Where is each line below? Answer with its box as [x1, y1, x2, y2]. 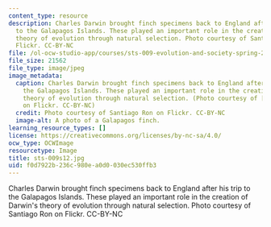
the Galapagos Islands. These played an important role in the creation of [8, 192, 248, 202]
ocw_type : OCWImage [8, 138, 74, 147]
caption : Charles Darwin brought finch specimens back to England [15, 79, 244, 87]
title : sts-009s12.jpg [8, 154, 85, 162]
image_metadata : [8, 72, 63, 80]
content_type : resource [8, 11, 89, 20]
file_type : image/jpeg [8, 64, 85, 72]
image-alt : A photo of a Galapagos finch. [15, 117, 161, 125]
